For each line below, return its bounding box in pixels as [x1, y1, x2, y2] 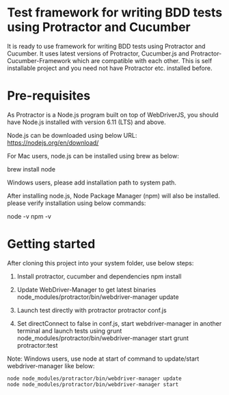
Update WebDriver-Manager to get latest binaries [16, 285, 157, 294]
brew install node [7, 165, 56, 173]
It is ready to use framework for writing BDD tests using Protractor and [7, 42, 206, 50]
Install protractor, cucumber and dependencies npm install [16, 272, 182, 280]
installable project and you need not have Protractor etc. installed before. [7, 64, 213, 72]
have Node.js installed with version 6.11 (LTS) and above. [7, 118, 166, 126]
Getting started [7, 237, 96, 252]
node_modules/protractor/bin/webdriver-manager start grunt [16, 334, 189, 342]
